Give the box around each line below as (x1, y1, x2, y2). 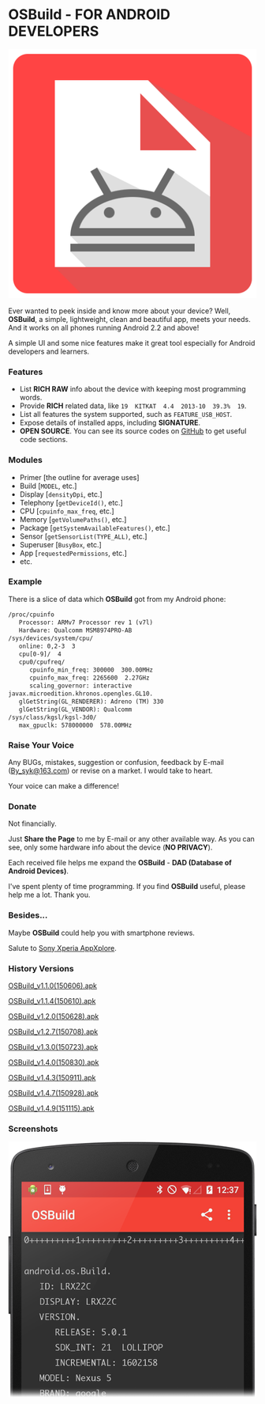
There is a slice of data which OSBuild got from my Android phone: (8, 594, 226, 604)
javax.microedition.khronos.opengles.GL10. (8, 690, 154, 698)
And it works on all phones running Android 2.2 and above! (8, 323, 200, 332)
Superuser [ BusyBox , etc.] (19, 539, 103, 549)
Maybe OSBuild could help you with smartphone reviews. (8, 928, 196, 937)
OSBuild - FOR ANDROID (8, 6, 171, 24)
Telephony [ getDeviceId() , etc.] (19, 498, 124, 507)
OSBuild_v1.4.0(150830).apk (8, 1058, 99, 1067)
